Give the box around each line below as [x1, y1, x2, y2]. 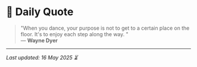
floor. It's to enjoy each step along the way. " [20, 30, 129, 37]
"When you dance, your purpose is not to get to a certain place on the [20, 24, 189, 31]
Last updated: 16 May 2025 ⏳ [6, 54, 78, 61]
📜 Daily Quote [6, 5, 74, 19]
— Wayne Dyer [20, 37, 58, 44]
